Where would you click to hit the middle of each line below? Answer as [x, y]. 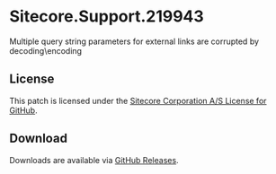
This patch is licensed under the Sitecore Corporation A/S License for [138, 100]
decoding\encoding [46, 50]
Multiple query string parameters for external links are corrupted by [134, 41]
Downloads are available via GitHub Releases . [94, 160]
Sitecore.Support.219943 [107, 17]
